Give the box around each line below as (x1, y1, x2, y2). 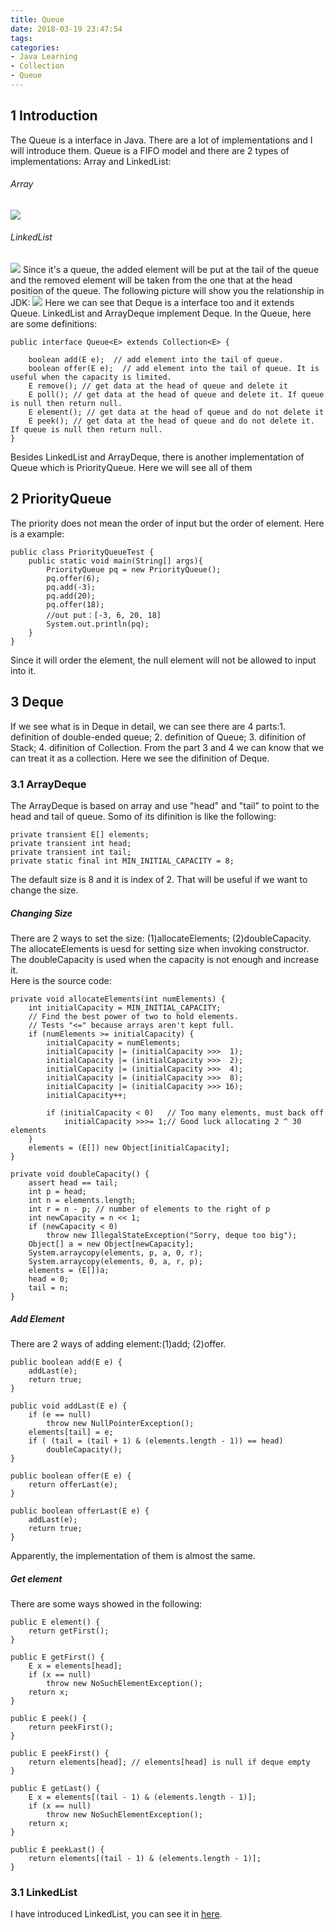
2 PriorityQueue (10, 491, 112, 508)
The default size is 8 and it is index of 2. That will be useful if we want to (10, 874, 308, 886)
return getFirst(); (28, 1626, 110, 1636)
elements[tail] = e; (28, 1427, 114, 1437)
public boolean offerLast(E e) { (10, 1506, 150, 1516)
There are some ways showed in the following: (10, 1597, 203, 1610)
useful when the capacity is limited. (10, 372, 172, 383)
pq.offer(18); (46, 599, 105, 610)
